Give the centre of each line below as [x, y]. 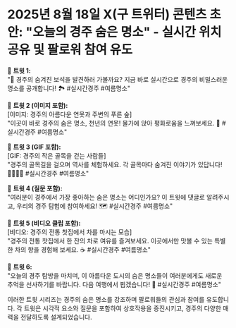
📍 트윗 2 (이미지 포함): [38, 105]
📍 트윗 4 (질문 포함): [35, 188]
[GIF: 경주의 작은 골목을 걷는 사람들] [57, 155]
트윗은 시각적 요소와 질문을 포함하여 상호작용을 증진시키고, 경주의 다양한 [123, 308]
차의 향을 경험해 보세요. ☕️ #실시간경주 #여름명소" [83, 249]
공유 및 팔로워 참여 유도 [70, 50]
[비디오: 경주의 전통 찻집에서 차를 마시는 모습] [70, 232]
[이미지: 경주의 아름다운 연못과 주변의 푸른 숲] [70, 114]
